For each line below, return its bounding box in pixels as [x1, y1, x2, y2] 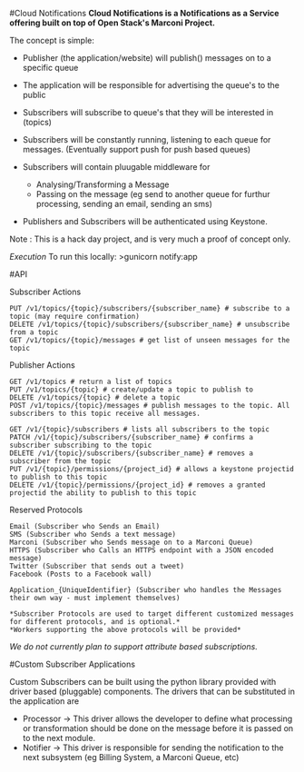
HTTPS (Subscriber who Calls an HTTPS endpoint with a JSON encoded [9, 546, 274, 555]
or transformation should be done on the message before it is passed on [22, 723, 294, 734]
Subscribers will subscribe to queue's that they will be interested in [22, 107, 274, 117]
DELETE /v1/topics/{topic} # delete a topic [9, 393, 181, 402]
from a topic [9, 328, 59, 337]
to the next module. [22, 733, 96, 743]
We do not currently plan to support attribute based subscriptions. [9, 641, 259, 652]
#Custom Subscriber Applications [9, 658, 136, 669]
